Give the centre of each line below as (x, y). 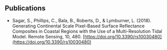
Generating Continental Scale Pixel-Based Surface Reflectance (78, 26)
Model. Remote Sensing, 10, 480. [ (48, 36)
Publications (25, 8)
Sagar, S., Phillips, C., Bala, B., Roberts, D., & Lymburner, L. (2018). (82, 20)
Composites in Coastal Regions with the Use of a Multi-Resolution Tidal (87, 31)
